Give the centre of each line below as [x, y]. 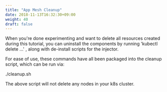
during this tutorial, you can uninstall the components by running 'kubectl [81, 44]
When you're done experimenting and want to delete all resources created [83, 38]
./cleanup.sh [18, 74]
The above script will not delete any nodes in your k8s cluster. [70, 84]
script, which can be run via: [35, 64]
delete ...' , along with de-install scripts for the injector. [62, 49]
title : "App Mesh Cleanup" [34, 10]
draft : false [19, 24]
